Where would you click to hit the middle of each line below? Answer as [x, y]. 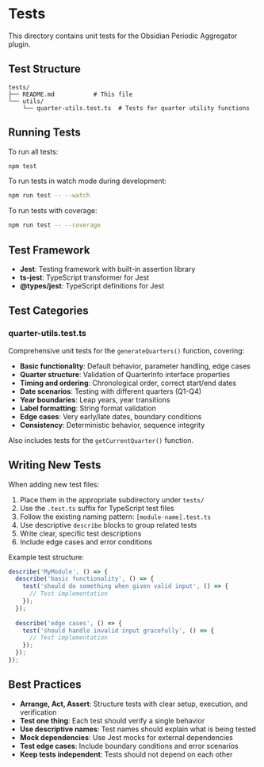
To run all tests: [33, 151]
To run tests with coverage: [53, 211]
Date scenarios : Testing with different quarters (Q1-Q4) [111, 391]
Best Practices [45, 685]
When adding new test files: [54, 484]
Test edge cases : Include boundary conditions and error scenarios [129, 746]
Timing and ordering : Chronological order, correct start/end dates [128, 383]
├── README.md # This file [71, 94]
